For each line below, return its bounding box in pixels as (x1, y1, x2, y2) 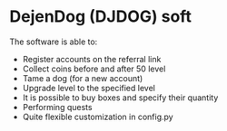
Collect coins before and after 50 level (22, 63, 166, 74)
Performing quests (22, 101, 93, 112)
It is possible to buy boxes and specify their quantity (22, 92, 219, 103)
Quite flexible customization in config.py (22, 111, 174, 122)
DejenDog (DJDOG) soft (9, 6, 192, 27)
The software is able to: (9, 36, 98, 47)
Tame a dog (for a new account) (22, 72, 143, 83)
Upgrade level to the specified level (22, 82, 156, 93)
